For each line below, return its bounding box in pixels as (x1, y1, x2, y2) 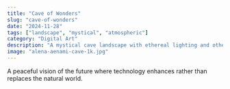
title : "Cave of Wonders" (7, 10, 81, 17)
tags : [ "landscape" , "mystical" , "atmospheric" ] (7, 29, 149, 36)
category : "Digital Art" (7, 36, 78, 42)
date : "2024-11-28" (7, 23, 63, 29)
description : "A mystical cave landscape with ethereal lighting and (7, 42, 210, 49)
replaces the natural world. (7, 74, 84, 82)
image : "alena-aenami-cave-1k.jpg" (7, 49, 109, 55)
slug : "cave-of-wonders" (7, 16, 78, 23)
